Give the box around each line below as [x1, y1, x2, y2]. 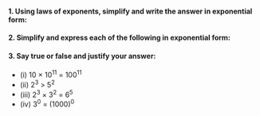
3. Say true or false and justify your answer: [8, 51, 156, 60]
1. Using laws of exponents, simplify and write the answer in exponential [8, 6, 253, 16]
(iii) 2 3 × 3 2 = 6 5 [19, 88, 73, 99]
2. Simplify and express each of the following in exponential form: [8, 33, 231, 43]
